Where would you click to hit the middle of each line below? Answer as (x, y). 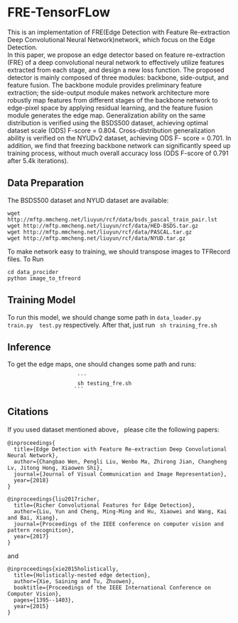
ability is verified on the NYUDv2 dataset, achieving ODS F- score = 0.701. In (119, 138)
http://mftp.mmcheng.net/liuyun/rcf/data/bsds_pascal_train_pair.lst (113, 219)
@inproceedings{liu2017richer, (54, 499)
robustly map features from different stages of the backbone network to (113, 100)
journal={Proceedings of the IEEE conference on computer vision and (119, 524)
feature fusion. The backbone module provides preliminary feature (105, 85)
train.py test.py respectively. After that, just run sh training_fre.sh (113, 325)
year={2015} (32, 607)
